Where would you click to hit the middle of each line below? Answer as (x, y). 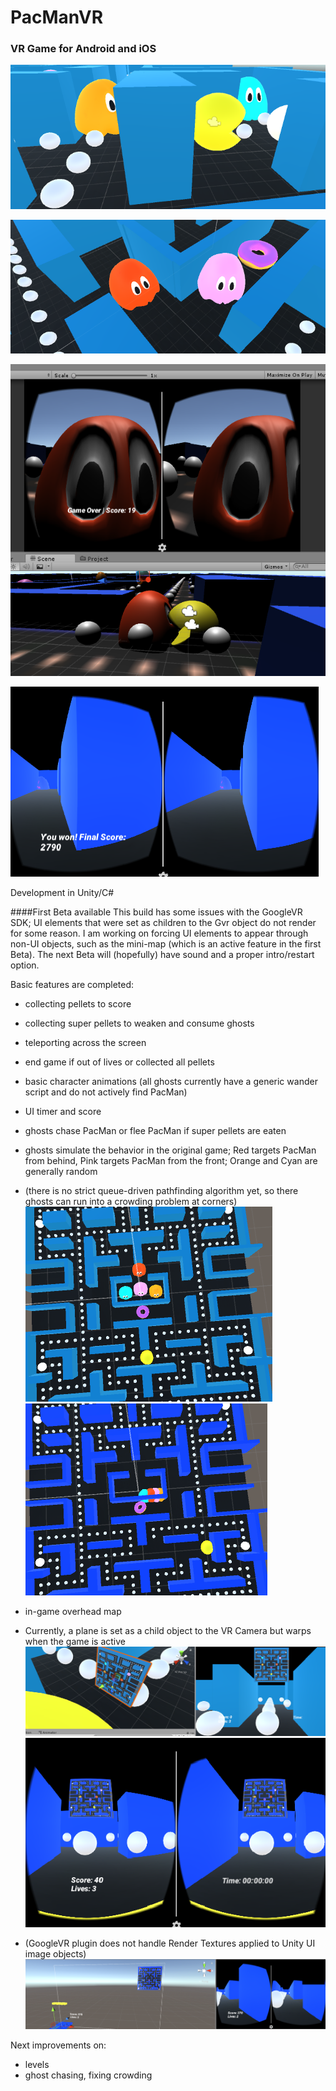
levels (37, 2065)
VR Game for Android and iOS (83, 49)
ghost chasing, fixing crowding (88, 2075)
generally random (61, 1172)
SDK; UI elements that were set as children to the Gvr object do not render (163, 923)
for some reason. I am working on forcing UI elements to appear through (159, 933)
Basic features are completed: (72, 985)
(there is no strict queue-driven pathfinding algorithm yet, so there (161, 1191)
